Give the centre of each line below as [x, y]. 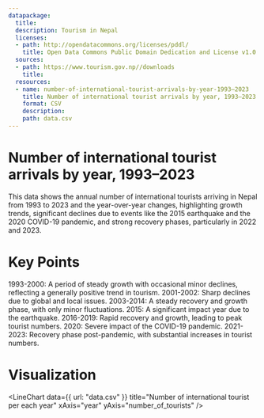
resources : [33, 82]
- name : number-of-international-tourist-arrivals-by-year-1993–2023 [132, 89]
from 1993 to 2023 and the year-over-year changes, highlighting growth [125, 205]
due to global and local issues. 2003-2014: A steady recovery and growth [128, 301]
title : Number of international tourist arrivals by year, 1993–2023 [140, 97]
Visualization [52, 375]
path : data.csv [47, 119]
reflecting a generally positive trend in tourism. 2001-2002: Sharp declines [129, 292]
